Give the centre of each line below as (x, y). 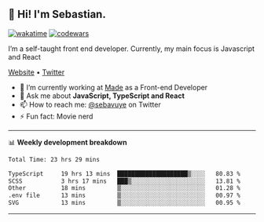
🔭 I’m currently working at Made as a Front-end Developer (114, 87)
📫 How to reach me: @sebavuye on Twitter (90, 104)
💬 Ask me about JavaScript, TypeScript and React (102, 96)
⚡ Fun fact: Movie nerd (56, 116)
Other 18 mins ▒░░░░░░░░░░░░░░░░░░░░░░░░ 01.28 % (125, 188)
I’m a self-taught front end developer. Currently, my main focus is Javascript (132, 49)
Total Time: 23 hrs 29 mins (54, 159)
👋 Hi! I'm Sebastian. (57, 15)
